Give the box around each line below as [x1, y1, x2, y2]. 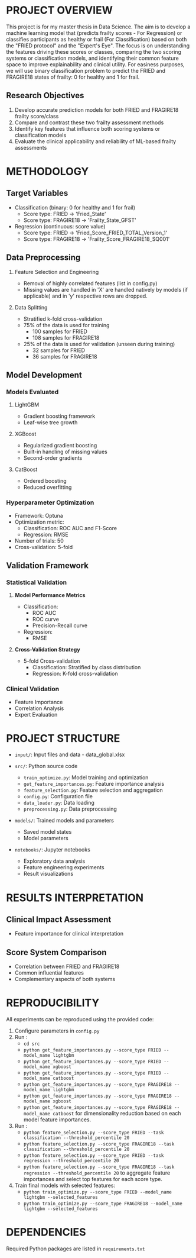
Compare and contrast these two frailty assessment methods [14, 119, 164, 126]
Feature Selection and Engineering [14, 268, 99, 275]
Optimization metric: [14, 518, 64, 525]
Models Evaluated [6, 388, 59, 396]
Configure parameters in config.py [14, 1027, 100, 1034]
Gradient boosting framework [23, 412, 96, 420]
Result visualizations [23, 870, 74, 878]
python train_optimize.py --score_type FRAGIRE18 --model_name [23, 1201, 183, 1207]
